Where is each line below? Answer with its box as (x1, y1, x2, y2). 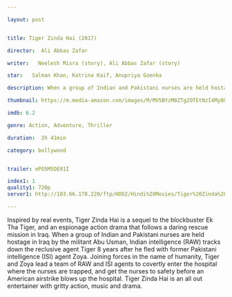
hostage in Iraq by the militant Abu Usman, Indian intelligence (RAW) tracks (7, 238, 221, 246)
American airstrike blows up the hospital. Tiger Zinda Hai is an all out (7, 274, 202, 282)
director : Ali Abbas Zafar (7, 47, 88, 54)
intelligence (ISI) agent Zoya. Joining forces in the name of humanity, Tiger (7, 252, 220, 260)
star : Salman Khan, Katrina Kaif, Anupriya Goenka (7, 72, 162, 79)
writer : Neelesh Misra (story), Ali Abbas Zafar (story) (7, 59, 181, 66)
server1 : (7, 191, 32, 198)
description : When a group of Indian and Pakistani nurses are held (7, 84, 209, 92)
